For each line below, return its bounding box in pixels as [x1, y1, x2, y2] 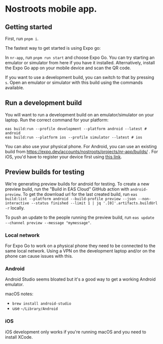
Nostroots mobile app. [5, 3, 97, 15]
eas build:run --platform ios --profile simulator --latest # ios [5, 135, 143, 140]
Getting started [5, 23, 53, 31]
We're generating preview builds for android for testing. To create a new [5, 181, 150, 187]
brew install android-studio [12, 301, 72, 306]
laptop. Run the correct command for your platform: [5, 117, 109, 123]
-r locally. [5, 205, 25, 210]
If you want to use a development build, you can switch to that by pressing [5, 75, 154, 80]
